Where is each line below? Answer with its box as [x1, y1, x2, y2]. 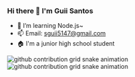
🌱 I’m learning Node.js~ [16, 22, 84, 30]
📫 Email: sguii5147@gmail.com [16, 29, 106, 37]
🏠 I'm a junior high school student [16, 40, 115, 48]
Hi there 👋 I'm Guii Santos [7, 6, 94, 16]
